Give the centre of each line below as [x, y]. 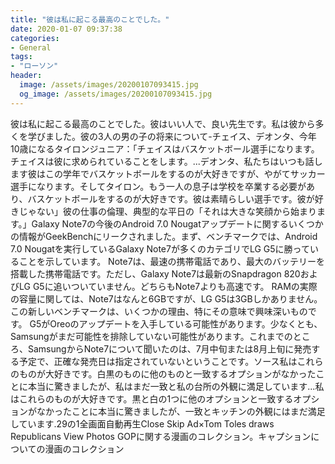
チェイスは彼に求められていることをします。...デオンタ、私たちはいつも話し [166, 161]
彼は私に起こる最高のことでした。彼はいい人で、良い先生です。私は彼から [163, 123]
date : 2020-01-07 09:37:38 [66, 29]
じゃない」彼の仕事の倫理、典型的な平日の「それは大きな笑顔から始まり [167, 211]
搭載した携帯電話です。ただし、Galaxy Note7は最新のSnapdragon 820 [155, 273]
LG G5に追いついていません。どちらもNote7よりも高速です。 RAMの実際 [168, 286]
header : [26, 76]
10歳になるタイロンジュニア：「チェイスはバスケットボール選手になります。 [165, 148]
